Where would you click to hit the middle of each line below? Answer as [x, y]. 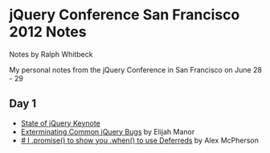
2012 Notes [48, 32]
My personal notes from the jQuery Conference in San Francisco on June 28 [135, 69]
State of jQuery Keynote [61, 123]
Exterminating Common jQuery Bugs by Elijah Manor [108, 131]
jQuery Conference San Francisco [125, 15]
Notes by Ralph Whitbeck [51, 54]
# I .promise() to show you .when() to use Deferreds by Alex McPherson [140, 140]
